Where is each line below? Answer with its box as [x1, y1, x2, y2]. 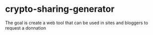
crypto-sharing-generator [5, 3, 115, 15]
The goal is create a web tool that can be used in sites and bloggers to [5, 20, 148, 26]
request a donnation [5, 25, 46, 31]
